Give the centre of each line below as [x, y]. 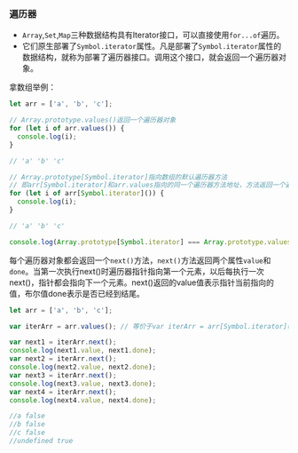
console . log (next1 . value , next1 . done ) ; [83, 351]
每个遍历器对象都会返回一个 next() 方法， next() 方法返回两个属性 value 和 [140, 260]
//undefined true [41, 441]
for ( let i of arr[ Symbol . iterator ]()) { [87, 194]
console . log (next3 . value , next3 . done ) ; [83, 384]
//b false [27, 425]
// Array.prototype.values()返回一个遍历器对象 [93, 120]
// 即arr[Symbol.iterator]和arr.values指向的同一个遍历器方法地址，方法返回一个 [147, 185]
